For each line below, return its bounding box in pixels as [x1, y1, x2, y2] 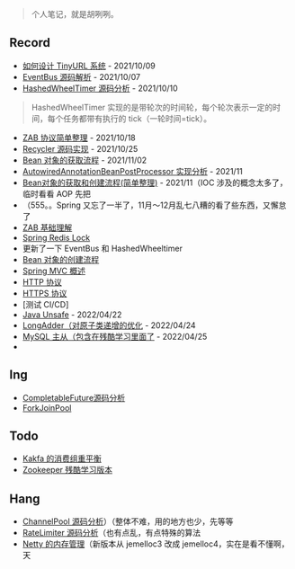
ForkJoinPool [22, 402, 72, 413]
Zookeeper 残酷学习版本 [22, 465, 113, 476]
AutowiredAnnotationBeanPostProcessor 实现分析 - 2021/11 [22, 165, 243, 176]
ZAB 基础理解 [22, 222, 73, 233]
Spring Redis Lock [22, 232, 91, 243]
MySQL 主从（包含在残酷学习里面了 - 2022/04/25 [22, 331, 208, 342]
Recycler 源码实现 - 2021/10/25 [22, 143, 139, 154]
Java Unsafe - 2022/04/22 [22, 309, 122, 320]
